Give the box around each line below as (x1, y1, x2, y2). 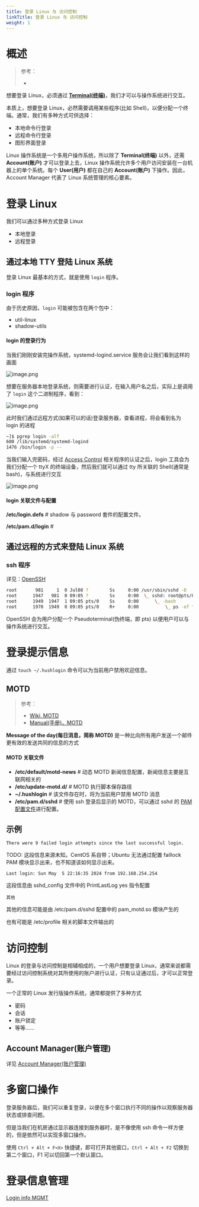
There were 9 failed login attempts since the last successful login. (6, 840, 184, 846)
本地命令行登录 (14, 124, 52, 132)
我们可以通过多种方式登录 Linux (6, 217, 84, 225)
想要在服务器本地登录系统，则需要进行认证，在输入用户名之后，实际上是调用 (6, 383, 193, 390)
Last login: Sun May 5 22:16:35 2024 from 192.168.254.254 (6, 870, 158, 877)
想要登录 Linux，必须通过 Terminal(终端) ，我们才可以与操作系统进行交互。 (6, 92, 188, 99)
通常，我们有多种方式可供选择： (16, 112, 95, 119)
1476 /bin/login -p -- (6, 444, 62, 450)
